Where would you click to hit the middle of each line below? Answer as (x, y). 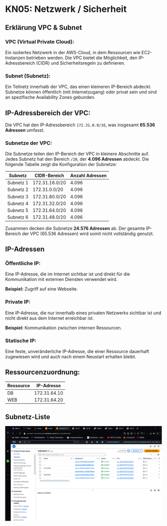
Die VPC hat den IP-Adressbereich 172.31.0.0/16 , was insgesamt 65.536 (80, 125)
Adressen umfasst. (25, 130)
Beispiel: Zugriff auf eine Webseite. (42, 289)
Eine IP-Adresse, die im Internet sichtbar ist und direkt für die (68, 274)
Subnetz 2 (18, 189)
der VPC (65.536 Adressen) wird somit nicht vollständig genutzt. (88, 233)
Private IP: (18, 302)
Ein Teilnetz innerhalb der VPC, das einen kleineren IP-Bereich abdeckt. (78, 87)
